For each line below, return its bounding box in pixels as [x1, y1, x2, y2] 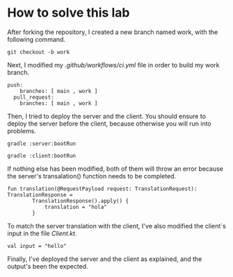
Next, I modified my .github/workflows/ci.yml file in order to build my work [7, 60, 220, 69]
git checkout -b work [7, 49, 70, 56]
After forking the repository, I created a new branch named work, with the [7, 28, 218, 36]
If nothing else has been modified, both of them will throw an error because [7, 165, 224, 173]
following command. [7, 35, 66, 43]
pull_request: [13, 94, 54, 101]
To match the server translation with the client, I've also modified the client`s [7, 221, 226, 230]
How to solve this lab [7, 5, 130, 21]
